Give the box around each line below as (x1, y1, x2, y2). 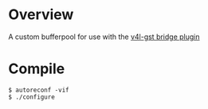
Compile (8, 60, 65, 78)
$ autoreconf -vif (8, 86, 69, 94)
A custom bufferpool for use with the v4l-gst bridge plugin (8, 32, 201, 41)
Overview (8, 6, 74, 24)
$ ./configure (8, 93, 56, 101)
